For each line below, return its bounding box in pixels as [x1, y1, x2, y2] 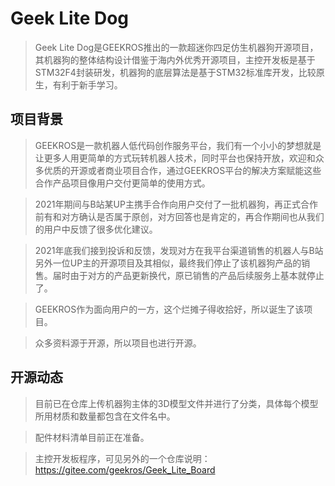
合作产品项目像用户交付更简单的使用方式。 [34, 177, 211, 189]
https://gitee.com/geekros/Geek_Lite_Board [34, 463, 216, 476]
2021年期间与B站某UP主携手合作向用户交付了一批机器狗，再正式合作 [34, 198, 318, 210]
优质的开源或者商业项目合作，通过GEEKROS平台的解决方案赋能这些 [43, 164, 322, 176]
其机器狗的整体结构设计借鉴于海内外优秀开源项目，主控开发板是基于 [34, 53, 316, 66]
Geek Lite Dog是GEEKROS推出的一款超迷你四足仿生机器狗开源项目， [34, 41, 319, 53]
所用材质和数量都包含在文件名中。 [34, 410, 176, 422]
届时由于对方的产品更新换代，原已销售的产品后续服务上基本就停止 [52, 269, 325, 281]
